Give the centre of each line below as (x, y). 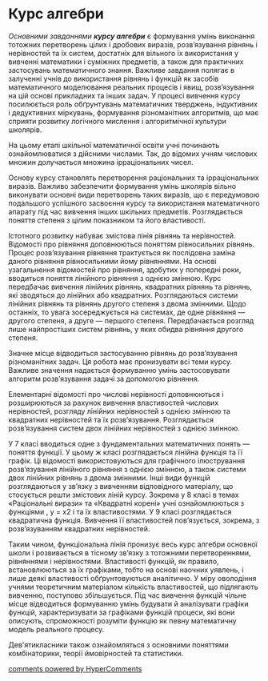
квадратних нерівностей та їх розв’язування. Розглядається (111, 419)
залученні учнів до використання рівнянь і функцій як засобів (114, 78)
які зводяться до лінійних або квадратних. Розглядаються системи (123, 295)
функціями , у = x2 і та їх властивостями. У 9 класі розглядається (120, 511)
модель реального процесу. (56, 629)
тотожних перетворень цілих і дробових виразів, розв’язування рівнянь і (133, 44)
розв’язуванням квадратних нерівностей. (79, 528)
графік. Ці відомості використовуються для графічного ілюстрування (127, 460)
